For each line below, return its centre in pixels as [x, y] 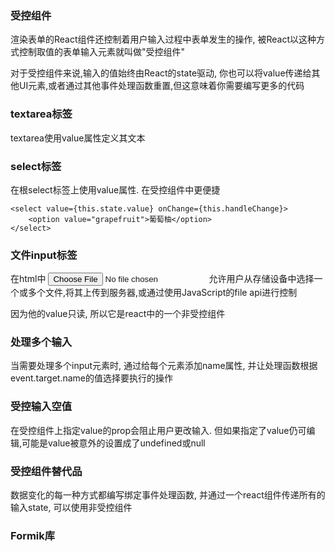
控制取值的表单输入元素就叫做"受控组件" [102, 52]
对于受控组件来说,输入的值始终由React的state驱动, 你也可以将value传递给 [161, 73]
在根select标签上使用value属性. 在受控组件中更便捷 [115, 189]
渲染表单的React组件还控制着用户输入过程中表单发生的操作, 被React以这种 [163, 39]
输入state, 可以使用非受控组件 [71, 508]
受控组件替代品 [46, 471]
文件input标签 [44, 255]
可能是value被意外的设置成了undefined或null [113, 443]
